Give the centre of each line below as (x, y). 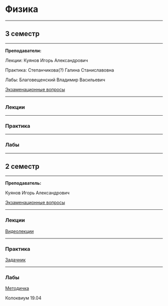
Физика (22, 9)
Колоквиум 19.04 (23, 298)
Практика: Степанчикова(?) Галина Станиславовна (59, 70)
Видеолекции (19, 231)
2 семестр (22, 167)
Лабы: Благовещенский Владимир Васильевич (55, 80)
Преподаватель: (23, 183)
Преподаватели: (23, 51)
